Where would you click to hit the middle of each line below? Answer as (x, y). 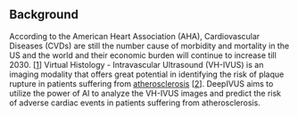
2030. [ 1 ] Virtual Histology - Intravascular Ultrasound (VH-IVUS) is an (137, 64)
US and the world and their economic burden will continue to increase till (143, 55)
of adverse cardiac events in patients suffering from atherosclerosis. (135, 103)
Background (44, 15)
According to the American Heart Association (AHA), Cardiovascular (135, 36)
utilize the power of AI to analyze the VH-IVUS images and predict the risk (145, 93)
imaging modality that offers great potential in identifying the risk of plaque (147, 74)
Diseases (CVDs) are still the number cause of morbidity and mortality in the (149, 46)
